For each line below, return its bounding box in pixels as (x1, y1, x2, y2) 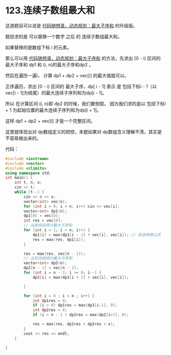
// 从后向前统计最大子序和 (23, 256, 72, 261)
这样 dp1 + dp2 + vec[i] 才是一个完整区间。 (5, 118, 95, 124)
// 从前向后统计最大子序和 (23, 223, 72, 228)
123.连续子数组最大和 (5, 5, 95, 16)
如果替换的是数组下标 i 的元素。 (5, 44, 72, 50)
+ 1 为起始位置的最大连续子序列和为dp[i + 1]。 (5, 107, 102, 113)
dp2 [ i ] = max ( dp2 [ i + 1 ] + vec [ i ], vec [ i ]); (32, 275, 129, 280)
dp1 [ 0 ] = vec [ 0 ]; (23, 213, 60, 218)
